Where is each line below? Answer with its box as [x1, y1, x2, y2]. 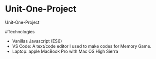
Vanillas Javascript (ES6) [12, 38, 62, 44]
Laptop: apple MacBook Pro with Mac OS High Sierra [12, 48, 118, 54]
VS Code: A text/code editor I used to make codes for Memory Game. [12, 43, 152, 49]
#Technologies [5, 29, 35, 34]
